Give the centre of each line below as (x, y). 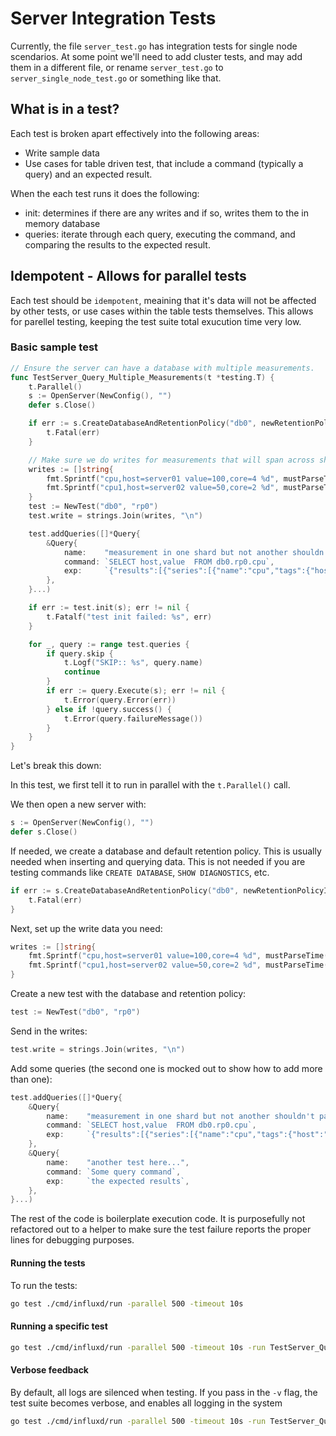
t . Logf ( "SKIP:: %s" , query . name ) (133, 663)
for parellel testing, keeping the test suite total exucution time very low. (156, 321)
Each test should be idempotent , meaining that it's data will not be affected (163, 300)
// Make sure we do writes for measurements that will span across (171, 460)
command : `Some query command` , (114, 1172)
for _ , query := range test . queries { (109, 644)
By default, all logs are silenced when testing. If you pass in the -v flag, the (164, 1392)
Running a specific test (59, 1326)
